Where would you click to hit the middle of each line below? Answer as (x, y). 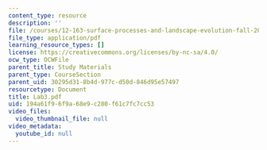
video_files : (30, 112)
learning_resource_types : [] (56, 45)
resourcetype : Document (48, 89)
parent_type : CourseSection (55, 75)
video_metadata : (35, 126)
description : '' (35, 23)
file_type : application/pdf (55, 38)
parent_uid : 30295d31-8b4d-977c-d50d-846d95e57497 (94, 82)
